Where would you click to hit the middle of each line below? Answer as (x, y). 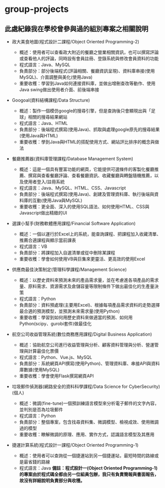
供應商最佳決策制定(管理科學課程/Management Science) (69, 269)
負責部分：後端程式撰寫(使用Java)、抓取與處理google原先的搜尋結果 (89, 129)
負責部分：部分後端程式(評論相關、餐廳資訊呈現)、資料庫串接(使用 (87, 71)
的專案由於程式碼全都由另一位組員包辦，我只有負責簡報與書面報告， (89, 474)
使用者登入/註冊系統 (44, 182)
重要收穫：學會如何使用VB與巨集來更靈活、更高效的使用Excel (82, 259)
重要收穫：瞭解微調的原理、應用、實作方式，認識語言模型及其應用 (87, 434)
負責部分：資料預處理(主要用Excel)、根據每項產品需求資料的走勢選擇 (89, 305)
